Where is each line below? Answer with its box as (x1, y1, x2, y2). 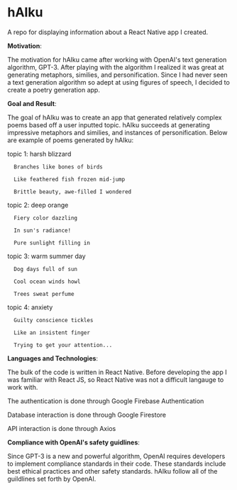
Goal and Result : (7, 99, 57, 107)
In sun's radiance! (13, 227, 72, 234)
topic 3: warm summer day (7, 252, 87, 260)
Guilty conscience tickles (13, 316, 94, 324)
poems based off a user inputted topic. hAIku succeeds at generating (7, 120, 211, 129)
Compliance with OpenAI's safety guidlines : (7, 438, 140, 447)
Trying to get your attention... (13, 341, 113, 348)
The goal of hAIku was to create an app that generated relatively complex (7, 113, 222, 122)
